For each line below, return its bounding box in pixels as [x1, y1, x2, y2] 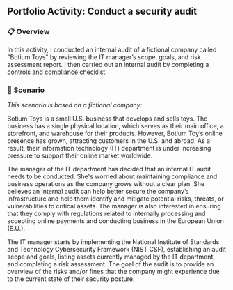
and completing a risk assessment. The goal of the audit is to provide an [7, 259, 214, 268]
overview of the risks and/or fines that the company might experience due [7, 267, 220, 275]
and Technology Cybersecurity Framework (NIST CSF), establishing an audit [7, 245, 227, 253]
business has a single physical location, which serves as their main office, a [7, 121, 224, 130]
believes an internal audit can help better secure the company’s [7, 187, 189, 195]
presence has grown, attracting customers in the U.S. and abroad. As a [7, 136, 211, 145]
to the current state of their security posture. [7, 275, 135, 283]
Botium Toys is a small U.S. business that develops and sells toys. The [7, 114, 208, 123]
